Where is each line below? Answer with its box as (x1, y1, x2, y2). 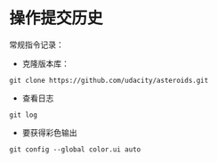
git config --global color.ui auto (9, 144, 141, 154)
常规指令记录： (9, 39, 64, 50)
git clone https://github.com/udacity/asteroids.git (9, 76, 209, 85)
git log (9, 110, 38, 119)
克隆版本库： (21, 58, 69, 69)
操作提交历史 (9, 8, 104, 29)
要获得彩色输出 (21, 126, 77, 138)
